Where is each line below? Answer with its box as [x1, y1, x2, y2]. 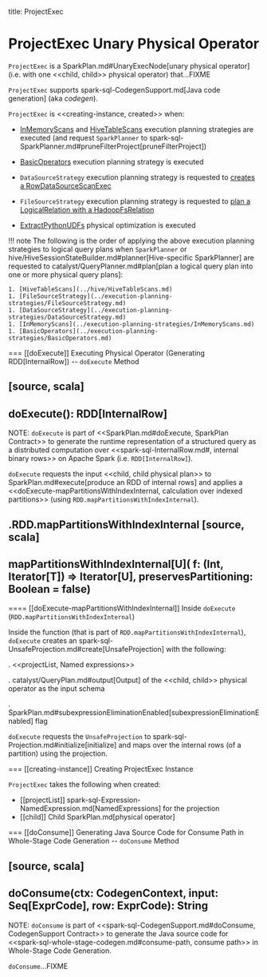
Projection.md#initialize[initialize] [8, 741, 117, 750]
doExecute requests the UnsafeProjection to [8, 732, 151, 741]
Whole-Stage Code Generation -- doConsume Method [8, 836, 179, 846]
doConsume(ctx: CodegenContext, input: [8, 887, 219, 900]
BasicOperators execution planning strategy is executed [19, 157, 204, 166]
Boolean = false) [8, 582, 92, 596]
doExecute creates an [8, 636, 77, 645]
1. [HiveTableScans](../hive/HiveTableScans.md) [8, 285, 173, 293]
